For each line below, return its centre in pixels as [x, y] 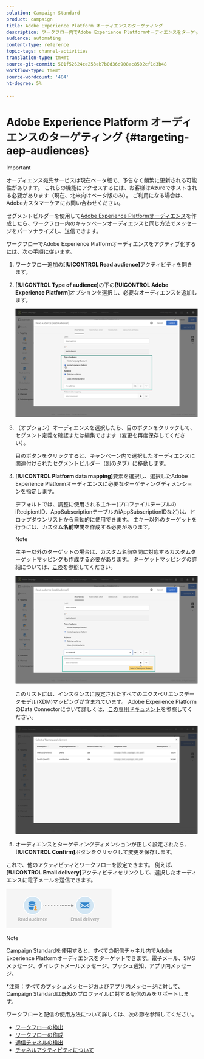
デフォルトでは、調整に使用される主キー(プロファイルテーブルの [96, 504]
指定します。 [42, 491]
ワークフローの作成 [39, 1035]
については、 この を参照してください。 [68, 567]
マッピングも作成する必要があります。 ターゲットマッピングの [114, 559]
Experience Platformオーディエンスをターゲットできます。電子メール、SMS [101, 958]
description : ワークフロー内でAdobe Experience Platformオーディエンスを [94, 32]
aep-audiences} [48, 151]
